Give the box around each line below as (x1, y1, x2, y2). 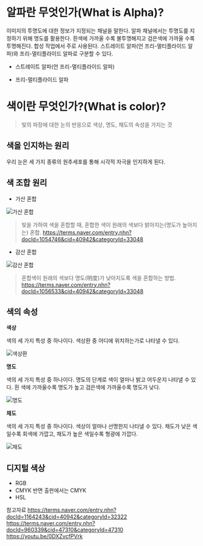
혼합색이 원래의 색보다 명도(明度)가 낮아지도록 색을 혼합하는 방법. (21, 274, 176, 281)
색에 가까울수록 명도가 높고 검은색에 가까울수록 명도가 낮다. (20, 383, 161, 391)
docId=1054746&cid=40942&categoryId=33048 (21, 235, 143, 243)
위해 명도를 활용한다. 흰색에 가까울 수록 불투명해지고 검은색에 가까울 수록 (22, 34, 195, 42)
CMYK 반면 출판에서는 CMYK (15, 487, 87, 494)
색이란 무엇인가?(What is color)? (6, 100, 166, 114)
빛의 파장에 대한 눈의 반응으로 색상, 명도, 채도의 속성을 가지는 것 (21, 120, 173, 128)
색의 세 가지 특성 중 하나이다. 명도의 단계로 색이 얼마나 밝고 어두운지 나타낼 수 (6, 376, 190, 383)
